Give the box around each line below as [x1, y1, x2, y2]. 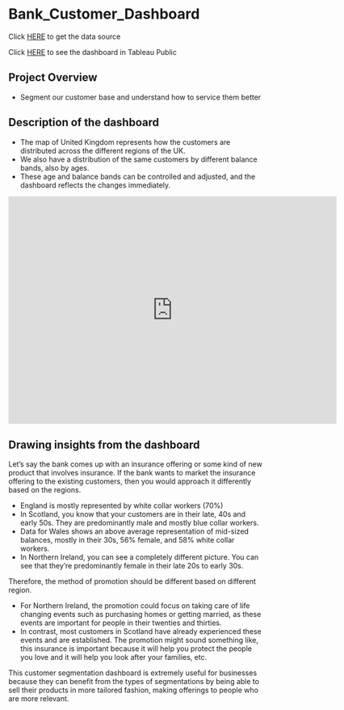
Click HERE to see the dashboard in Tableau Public [8, 47, 178, 57]
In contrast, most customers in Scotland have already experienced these [19, 627, 262, 636]
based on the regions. [8, 485, 82, 495]
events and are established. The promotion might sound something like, [19, 636, 259, 645]
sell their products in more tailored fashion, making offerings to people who [8, 685, 258, 695]
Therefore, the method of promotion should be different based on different [8, 577, 257, 586]
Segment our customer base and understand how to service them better [19, 92, 262, 102]
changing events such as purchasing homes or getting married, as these [19, 610, 262, 619]
